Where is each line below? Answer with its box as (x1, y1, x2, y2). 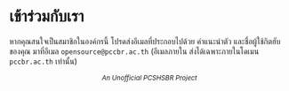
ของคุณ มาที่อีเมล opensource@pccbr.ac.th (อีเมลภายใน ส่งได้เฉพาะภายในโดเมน (9, 46, 260, 57)
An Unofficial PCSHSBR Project (101, 73, 197, 82)
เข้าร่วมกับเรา (9, 6, 84, 27)
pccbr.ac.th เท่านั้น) (9, 56, 78, 66)
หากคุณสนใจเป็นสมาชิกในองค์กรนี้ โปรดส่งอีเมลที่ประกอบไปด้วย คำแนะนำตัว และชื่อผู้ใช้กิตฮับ (9, 35, 281, 46)
